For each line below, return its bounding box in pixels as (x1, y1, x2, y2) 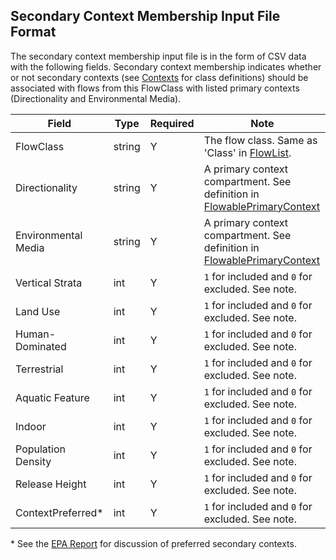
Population (15, 442, 66, 456)
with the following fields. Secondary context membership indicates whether (10, 60, 322, 73)
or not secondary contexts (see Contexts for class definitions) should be (10, 71, 309, 83)
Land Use (15, 304, 61, 318)
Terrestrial (15, 362, 64, 376)
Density (15, 454, 52, 468)
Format (10, 24, 57, 41)
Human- (15, 327, 57, 341)
